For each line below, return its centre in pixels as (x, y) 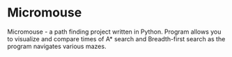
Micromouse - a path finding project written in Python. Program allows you (114, 32)
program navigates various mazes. (57, 46)
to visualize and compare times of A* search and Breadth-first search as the (116, 38)
